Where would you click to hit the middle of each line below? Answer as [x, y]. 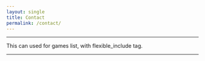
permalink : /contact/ [34, 23]
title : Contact [26, 18]
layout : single [26, 12]
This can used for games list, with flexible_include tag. [75, 46]
